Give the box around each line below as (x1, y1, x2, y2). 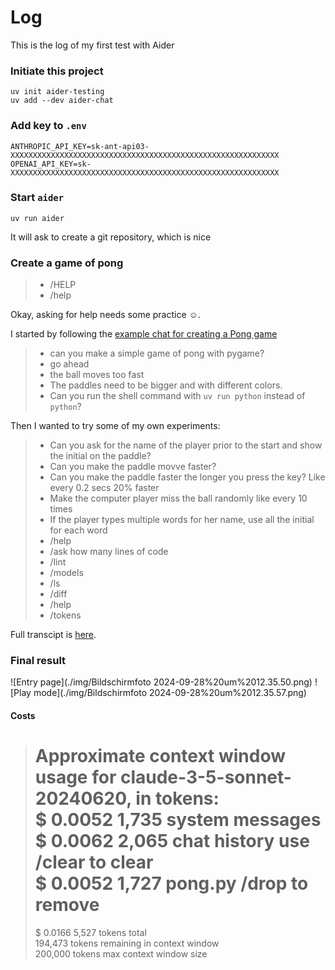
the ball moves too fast (49, 369, 145, 381)
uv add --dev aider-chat (10, 96, 114, 106)
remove (34, 894, 100, 916)
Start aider (10, 191, 65, 205)
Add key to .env (10, 119, 87, 133)
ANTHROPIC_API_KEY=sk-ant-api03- (10, 141, 150, 151)
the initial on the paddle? (49, 450, 152, 462)
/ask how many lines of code (49, 546, 169, 558)
